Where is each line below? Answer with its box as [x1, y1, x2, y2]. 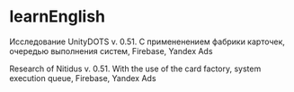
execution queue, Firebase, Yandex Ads [9, 72, 156, 83]
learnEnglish [9, 6, 106, 27]
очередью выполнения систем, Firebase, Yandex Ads [9, 45, 213, 56]
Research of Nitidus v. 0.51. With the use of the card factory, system [9, 63, 262, 74]
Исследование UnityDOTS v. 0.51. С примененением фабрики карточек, [9, 36, 286, 47]
